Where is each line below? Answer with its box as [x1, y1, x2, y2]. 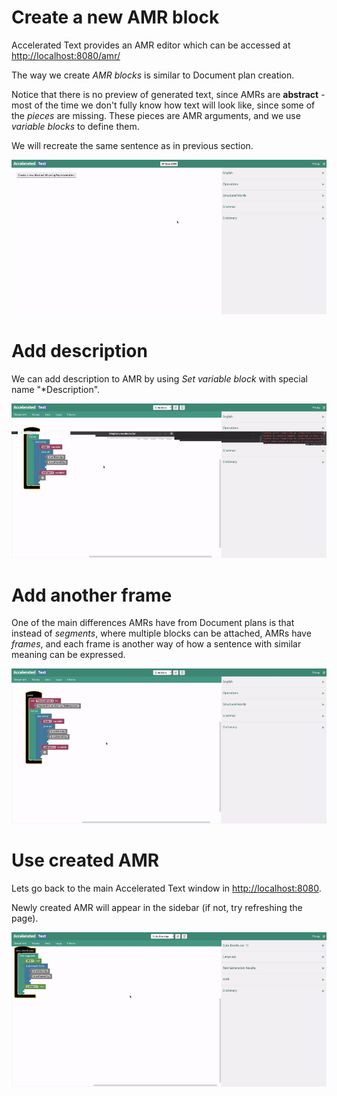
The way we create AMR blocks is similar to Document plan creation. [11, 69, 295, 81]
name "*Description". [11, 384, 101, 396]
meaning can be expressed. [11, 649, 126, 661]
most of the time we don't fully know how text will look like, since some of [11, 99, 316, 111]
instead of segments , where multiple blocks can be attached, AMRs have [11, 627, 312, 640]
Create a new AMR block [11, 6, 220, 29]
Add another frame [11, 584, 173, 606]
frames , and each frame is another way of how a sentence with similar [11, 638, 302, 650]
